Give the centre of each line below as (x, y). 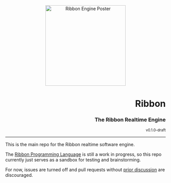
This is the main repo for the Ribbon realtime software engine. (70, 145)
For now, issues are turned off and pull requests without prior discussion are (85, 170)
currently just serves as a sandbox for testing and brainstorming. (73, 160)
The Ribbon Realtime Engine (130, 120)
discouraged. (19, 175)
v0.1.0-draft (156, 130)
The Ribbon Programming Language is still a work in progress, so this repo (83, 154)
